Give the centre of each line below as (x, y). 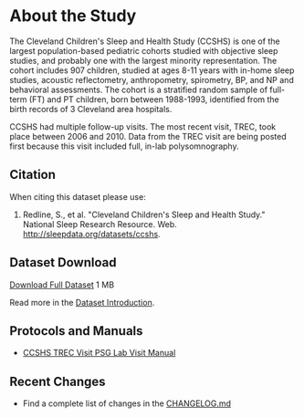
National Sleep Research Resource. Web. (100, 224)
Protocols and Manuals (76, 331)
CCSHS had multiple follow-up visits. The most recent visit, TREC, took (143, 126)
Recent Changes (58, 381)
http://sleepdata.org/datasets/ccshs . (92, 234)
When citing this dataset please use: (78, 196)
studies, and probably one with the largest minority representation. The (143, 60)
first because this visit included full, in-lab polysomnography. (124, 146)
